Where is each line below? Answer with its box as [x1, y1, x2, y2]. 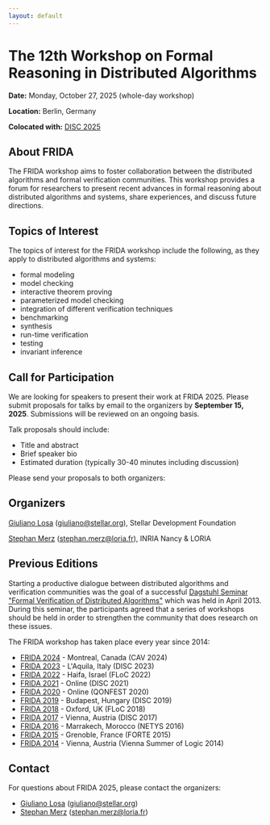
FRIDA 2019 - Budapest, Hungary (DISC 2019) [19, 695, 172, 705]
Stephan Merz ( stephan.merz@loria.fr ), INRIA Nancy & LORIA [8, 534, 211, 543]
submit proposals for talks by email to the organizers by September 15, [8, 400, 244, 410]
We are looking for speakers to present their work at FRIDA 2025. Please [8, 392, 249, 401]
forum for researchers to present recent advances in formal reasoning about [8, 183, 262, 194]
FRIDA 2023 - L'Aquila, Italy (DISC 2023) [19, 661, 155, 671]
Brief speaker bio [19, 449, 78, 459]
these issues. [8, 621, 52, 630]
